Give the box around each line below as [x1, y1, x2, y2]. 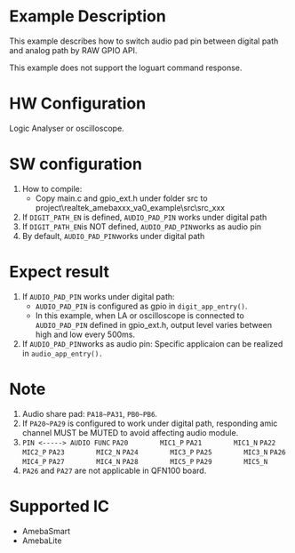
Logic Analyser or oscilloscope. [9, 123, 124, 133]
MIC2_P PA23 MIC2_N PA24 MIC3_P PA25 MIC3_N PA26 [21, 447, 286, 457]
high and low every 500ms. [35, 329, 136, 340]
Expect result [9, 262, 109, 282]
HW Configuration [9, 93, 147, 114]
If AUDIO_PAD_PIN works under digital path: [21, 291, 175, 301]
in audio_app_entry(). [21, 348, 104, 358]
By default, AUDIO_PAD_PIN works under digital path [21, 230, 205, 241]
